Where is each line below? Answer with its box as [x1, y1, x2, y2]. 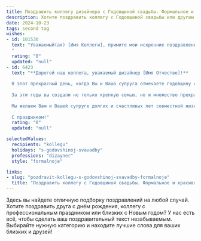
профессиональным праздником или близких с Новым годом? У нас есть [6, 209, 195, 216]
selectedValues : [6, 136, 47, 142]
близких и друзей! [6, 228, 53, 235]
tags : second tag [6, 25, 50, 32]
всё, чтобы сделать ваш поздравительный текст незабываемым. [6, 215, 172, 223]
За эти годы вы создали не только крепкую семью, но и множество [11, 92, 178, 98]
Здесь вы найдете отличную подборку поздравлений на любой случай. [6, 196, 190, 203]
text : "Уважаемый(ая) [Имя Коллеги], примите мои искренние [11, 42, 165, 48]
